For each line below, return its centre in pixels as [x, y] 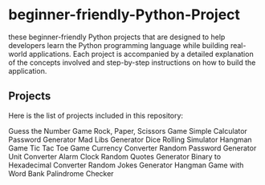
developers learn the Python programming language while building [118, 45]
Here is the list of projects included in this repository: [96, 115]
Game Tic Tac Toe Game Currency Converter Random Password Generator [132, 148]
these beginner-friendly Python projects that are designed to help [117, 37]
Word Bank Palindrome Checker [61, 173]
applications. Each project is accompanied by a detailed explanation [141, 54]
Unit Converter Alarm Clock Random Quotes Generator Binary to [115, 156]
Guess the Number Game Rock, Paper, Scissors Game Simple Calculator [128, 131]
